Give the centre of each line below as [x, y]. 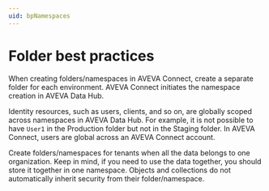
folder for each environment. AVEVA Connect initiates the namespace [124, 87]
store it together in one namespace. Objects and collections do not [120, 170]
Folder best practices [81, 55]
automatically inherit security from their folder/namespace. [107, 178]
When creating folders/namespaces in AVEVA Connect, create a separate [131, 79]
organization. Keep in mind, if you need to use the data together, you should [135, 161]
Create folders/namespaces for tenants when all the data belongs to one [129, 153]
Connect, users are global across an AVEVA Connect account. [112, 137]
